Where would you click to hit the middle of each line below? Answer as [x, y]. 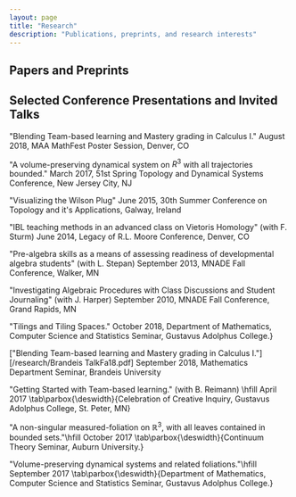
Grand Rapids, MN [43, 310]
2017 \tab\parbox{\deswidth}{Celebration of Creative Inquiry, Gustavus [140, 399]
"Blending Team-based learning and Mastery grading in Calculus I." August [147, 136]
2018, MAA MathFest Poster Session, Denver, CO [99, 145]
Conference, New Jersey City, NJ [71, 183]
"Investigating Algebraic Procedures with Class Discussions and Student [142, 290]
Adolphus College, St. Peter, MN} [70, 409]
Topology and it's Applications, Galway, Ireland [95, 210]
